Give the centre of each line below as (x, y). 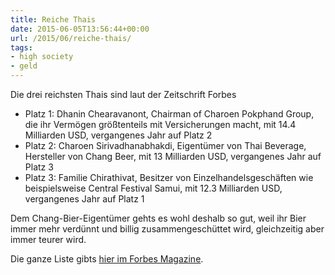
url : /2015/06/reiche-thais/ (71, 38)
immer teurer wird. (48, 239)
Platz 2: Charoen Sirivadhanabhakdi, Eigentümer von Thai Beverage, (165, 145)
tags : (21, 47)
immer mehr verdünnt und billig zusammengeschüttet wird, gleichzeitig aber (167, 229)
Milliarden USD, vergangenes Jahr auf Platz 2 (118, 135)
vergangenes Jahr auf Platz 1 (84, 199)
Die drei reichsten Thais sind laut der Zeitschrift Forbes (123, 94)
